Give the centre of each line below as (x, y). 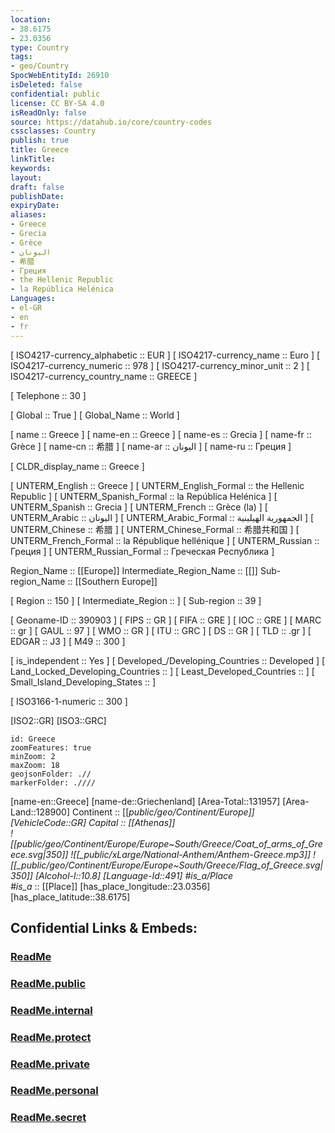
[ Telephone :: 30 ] (48, 395)
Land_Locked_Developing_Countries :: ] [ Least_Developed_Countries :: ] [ (162, 671)
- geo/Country (40, 66)
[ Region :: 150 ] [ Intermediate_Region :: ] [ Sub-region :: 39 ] (136, 600)
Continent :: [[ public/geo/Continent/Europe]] (163, 812)
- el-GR (26, 308)
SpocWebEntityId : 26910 (60, 76)
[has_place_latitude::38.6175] (70, 897)
